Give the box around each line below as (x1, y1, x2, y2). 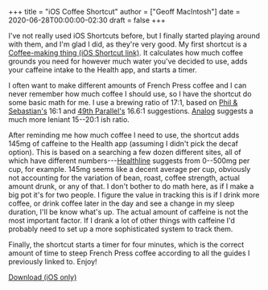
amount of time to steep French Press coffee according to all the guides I (8, 248, 250, 258)
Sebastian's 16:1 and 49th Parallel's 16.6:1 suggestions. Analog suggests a (8, 106, 254, 116)
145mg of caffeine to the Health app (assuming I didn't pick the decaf (8, 139, 239, 148)
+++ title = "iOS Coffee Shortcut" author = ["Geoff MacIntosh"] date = (8, 7, 241, 16)
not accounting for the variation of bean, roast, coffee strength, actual (8, 173, 240, 182)
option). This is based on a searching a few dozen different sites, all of (8, 148, 241, 157)
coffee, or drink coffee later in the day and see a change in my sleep (8, 198, 235, 208)
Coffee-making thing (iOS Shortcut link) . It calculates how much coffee (8, 48, 244, 57)
